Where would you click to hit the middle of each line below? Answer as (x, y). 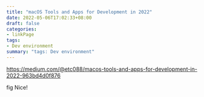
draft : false (23, 23)
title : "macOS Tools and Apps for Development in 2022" (79, 12)
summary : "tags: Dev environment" (51, 52)
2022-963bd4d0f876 (33, 75)
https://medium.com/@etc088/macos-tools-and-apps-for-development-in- (102, 69)
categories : (22, 29)
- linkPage (20, 35)
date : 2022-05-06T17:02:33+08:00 (49, 18)
